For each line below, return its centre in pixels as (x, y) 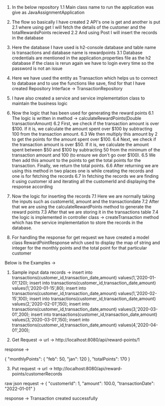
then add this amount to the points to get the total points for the (76, 160)
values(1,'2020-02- (137, 293)
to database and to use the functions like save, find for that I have (78, 83)
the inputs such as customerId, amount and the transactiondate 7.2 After (85, 202)
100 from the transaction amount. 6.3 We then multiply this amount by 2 (84, 134)
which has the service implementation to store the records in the (77, 223)
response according (32, 187)
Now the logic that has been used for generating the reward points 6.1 (83, 113)
